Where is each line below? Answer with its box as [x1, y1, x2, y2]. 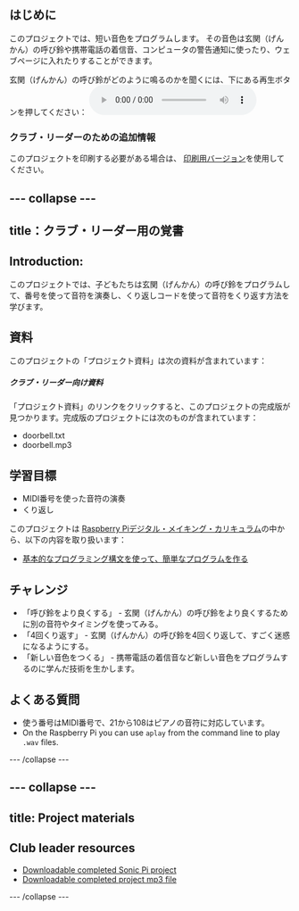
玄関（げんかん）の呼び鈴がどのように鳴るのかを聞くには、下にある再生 [9, 74, 275, 85]
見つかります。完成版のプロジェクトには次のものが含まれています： [9, 412, 259, 423]
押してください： [24, 106, 87, 117]
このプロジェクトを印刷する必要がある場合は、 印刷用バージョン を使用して [9, 153, 286, 164]
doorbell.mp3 [21, 440, 72, 451]
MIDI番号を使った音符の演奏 [21, 493, 127, 504]
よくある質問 [9, 692, 80, 707]
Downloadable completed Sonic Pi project [21, 864, 177, 875]
